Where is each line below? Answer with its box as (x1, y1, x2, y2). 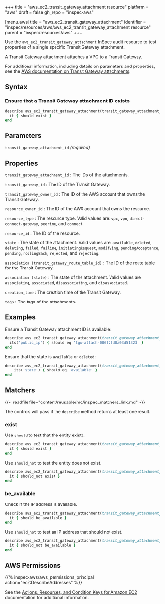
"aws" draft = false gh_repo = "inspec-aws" (5, 9, 94, 15)
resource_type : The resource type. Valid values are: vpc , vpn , (5, 215, 129, 221)
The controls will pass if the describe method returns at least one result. (5, 408, 151, 414)
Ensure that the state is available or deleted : (5, 354, 96, 360)
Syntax (5, 83, 27, 91)
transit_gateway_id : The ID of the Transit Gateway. (5, 181, 110, 187)
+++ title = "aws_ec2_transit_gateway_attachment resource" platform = (5, 4, 149, 10)
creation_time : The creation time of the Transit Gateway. (5, 289, 121, 295)
